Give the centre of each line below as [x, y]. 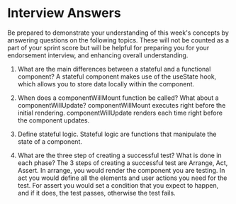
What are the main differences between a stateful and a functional [114, 69]
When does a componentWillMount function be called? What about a [118, 98]
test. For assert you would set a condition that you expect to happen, [118, 185]
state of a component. [50, 141]
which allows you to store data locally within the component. [106, 84]
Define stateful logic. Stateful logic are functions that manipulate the [117, 134]
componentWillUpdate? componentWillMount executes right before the [122, 105]
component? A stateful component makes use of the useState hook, [117, 76]
